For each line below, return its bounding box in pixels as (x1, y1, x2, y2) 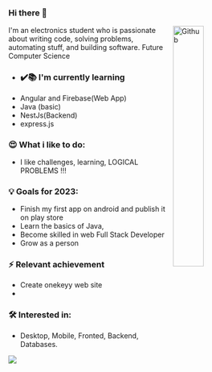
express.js (19, 118, 55, 128)
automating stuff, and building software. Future (8, 43, 164, 52)
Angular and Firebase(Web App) (19, 93, 127, 103)
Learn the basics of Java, (19, 221, 104, 231)
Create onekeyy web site (19, 280, 103, 290)
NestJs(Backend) (19, 110, 78, 120)
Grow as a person (19, 238, 79, 248)
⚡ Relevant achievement (8, 259, 105, 271)
